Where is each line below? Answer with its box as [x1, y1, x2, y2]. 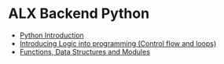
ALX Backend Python [8, 5, 150, 23]
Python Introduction [19, 30, 84, 40]
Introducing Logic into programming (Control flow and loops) [19, 38, 217, 48]
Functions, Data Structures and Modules [19, 47, 151, 56]
